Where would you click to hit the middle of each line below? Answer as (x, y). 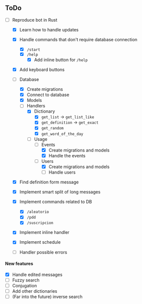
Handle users (62, 172)
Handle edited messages (37, 275)
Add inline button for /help (61, 60)
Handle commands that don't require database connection (78, 39)
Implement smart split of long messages (60, 192)
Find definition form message (49, 182)
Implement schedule (40, 242)
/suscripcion (40, 223)
